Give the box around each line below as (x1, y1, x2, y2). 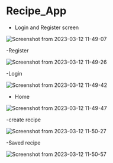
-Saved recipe (6, 139, 41, 146)
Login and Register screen (14, 24, 79, 31)
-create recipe (6, 116, 41, 123)
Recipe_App (6, 4, 67, 18)
